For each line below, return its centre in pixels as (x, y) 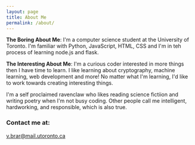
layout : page (22, 12)
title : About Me (26, 17)
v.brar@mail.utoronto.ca (36, 135)
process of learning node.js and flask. (53, 53)
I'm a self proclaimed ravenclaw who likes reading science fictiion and (92, 95)
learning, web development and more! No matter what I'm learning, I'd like (97, 77)
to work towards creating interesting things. (60, 83)
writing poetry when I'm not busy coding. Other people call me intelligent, (96, 101)
